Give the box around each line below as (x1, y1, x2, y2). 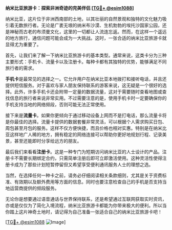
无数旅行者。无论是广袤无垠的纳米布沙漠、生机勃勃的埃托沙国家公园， (14, 22, 162, 28)
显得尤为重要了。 (5, 41, 41, 48)
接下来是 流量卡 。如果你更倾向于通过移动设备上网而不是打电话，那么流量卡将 (5, 112, 167, 118)
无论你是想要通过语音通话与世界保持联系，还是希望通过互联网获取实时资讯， (5, 196, 167, 202)
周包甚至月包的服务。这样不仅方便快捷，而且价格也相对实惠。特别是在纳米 (5, 125, 162, 131)
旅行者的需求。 (5, 65, 37, 71)
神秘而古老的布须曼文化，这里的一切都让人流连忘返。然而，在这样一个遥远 (9, 29, 167, 35)
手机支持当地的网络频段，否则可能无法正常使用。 (5, 102, 109, 107)
